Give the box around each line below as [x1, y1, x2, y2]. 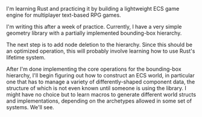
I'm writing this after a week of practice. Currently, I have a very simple [6, 23, 182, 30]
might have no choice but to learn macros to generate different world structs [6, 91, 197, 98]
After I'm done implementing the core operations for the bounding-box [6, 65, 182, 73]
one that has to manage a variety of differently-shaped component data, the [6, 78, 195, 85]
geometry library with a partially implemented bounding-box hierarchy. [6, 29, 182, 37]
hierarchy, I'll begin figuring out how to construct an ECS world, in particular [6, 72, 195, 79]
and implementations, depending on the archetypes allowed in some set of [6, 97, 192, 104]
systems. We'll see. [6, 104, 54, 110]
